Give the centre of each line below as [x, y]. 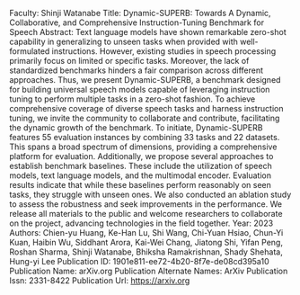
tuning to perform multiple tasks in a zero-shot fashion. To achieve [132, 99]
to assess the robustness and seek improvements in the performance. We [146, 204]
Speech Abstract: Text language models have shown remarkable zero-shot [148, 32]
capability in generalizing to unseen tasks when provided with [124, 41]
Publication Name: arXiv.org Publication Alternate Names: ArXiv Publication [149, 271]
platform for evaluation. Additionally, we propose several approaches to [141, 156]
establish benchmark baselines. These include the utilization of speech [141, 166]
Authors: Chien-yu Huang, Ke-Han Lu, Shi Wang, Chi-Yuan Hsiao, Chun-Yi [146, 232]
